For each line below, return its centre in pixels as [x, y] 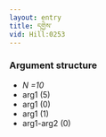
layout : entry [36, 17]
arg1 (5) [36, 94]
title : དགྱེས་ [30, 26]
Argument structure [53, 65]
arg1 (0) [36, 104]
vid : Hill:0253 [37, 34]
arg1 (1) [35, 114]
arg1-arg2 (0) [46, 123]
